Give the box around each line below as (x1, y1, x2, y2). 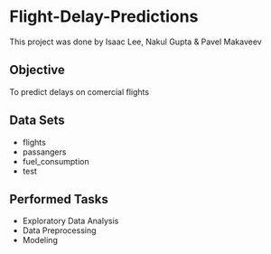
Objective (9, 62, 66, 78)
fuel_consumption (22, 155, 89, 166)
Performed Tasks (9, 192, 108, 207)
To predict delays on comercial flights (9, 86, 150, 97)
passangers (22, 146, 67, 157)
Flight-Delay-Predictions (9, 6, 199, 27)
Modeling (22, 235, 59, 246)
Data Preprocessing (22, 225, 97, 236)
